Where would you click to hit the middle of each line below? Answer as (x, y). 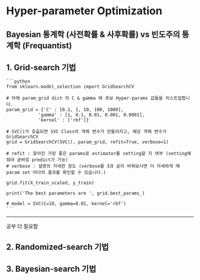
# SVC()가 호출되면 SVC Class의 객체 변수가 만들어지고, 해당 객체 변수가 (86, 132)
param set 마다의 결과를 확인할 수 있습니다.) (56, 173)
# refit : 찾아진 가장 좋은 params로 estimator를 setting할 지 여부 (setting (97, 154)
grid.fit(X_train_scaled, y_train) (50, 183)
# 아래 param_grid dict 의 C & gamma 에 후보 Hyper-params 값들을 (85, 98)
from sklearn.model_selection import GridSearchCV (70, 87)
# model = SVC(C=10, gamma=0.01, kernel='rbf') (66, 204)
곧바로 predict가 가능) (43, 160)
